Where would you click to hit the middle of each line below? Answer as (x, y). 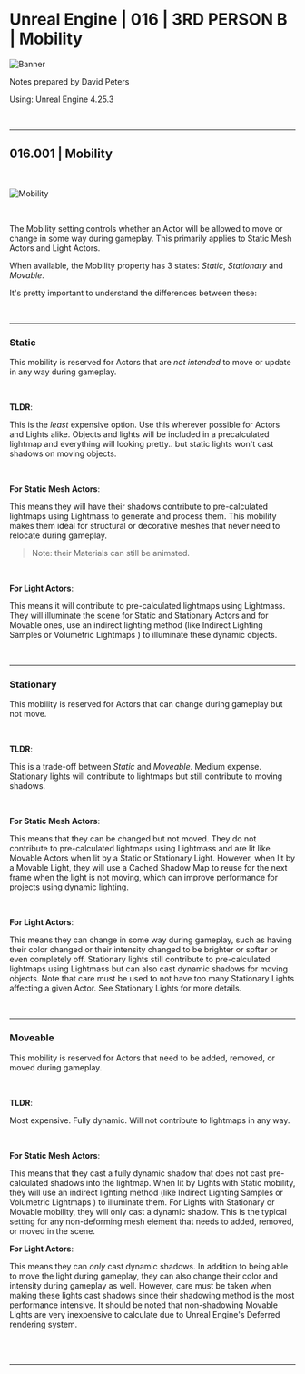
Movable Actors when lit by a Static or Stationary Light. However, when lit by (152, 858)
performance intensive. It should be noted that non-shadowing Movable (144, 1305)
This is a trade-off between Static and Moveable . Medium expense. (135, 767)
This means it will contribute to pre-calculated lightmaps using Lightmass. (148, 606)
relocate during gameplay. (58, 535)
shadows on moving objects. (63, 453)
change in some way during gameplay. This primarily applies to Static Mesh (151, 238)
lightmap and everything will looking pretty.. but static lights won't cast (142, 444)
